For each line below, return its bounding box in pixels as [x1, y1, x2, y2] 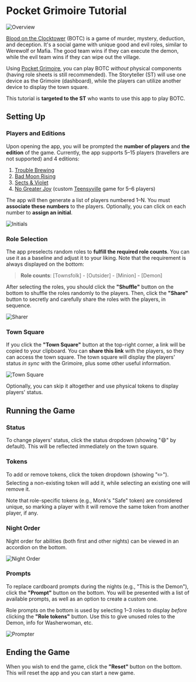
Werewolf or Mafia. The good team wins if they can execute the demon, [6, 47, 179, 54]
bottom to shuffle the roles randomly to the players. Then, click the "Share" [6, 289, 188, 296]
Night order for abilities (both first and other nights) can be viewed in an [6, 537, 180, 544]
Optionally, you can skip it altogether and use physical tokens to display [6, 382, 179, 390]
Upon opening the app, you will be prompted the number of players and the [6, 142, 190, 150]
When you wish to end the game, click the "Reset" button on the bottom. [6, 663, 183, 670]
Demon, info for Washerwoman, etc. [6, 619, 94, 626]
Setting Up [6, 112, 46, 122]
